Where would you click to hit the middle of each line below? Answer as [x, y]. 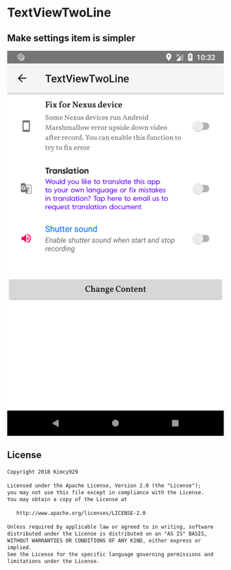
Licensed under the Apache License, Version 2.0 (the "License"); [104, 485]
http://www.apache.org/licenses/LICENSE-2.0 [81, 513]
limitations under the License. [53, 561]
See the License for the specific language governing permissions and [110, 554]
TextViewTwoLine [59, 13]
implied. [20, 547]
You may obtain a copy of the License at [67, 499]
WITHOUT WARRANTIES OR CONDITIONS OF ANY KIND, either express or [104, 540]
